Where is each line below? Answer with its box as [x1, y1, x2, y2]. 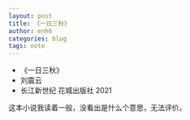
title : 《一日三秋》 [8, 19, 71, 28]
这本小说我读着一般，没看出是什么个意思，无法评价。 [8, 103, 187, 113]
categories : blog [8, 34, 67, 43]
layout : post [8, 11, 53, 20]
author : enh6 [8, 27, 53, 35]
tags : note [8, 42, 45, 50]
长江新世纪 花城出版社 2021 [19, 86, 112, 96]
